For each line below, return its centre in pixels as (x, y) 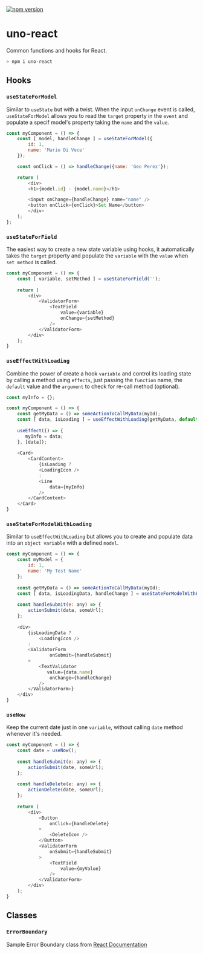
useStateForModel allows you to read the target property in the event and (97, 115)
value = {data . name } (70, 672)
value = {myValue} (81, 868)
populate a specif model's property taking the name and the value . (88, 122)
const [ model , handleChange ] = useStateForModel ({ (85, 139)
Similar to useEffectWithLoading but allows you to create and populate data (100, 537)
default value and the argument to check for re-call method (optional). (93, 386)
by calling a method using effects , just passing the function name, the (94, 380)
